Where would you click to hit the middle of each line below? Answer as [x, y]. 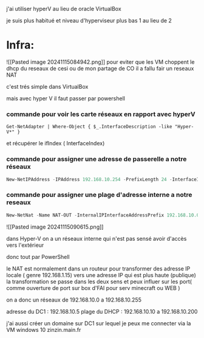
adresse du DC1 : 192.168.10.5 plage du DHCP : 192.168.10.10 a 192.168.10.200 [102, 311]
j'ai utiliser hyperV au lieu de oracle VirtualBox [64, 9]
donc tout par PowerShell [38, 257]
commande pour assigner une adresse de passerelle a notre [97, 159]
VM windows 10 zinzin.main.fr [44, 329]
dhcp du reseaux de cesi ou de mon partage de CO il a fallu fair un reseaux [100, 68]
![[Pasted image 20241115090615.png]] [55, 227]
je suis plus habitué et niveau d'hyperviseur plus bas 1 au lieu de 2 [89, 20]
